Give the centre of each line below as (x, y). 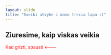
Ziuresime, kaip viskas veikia (52, 35)
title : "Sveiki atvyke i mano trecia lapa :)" (56, 15)
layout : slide (20, 10)
